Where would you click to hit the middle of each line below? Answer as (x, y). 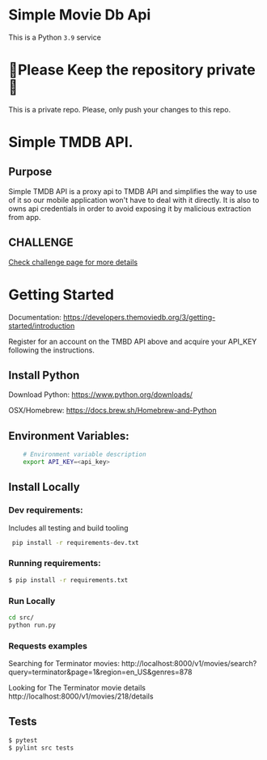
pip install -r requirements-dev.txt (75, 543)
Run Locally (32, 601)
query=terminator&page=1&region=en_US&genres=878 (100, 672)
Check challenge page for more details (73, 262)
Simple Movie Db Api (80, 15)
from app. (25, 217)
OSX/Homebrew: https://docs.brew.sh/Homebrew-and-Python (112, 411)
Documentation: (35, 317)
